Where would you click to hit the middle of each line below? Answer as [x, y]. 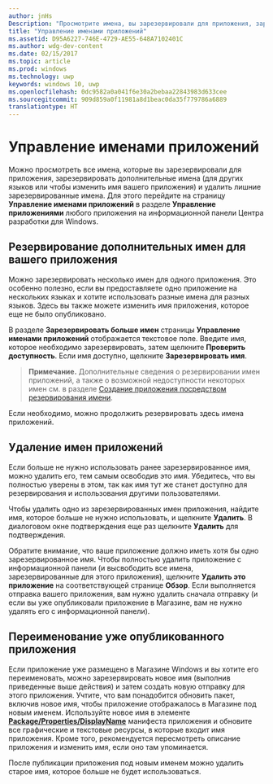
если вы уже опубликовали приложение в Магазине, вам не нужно [125, 602]
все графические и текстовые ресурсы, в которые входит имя [117, 729]
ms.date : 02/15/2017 [43, 54]
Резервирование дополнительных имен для [127, 247]
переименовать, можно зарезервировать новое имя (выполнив [119, 677]
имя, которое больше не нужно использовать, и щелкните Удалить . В [131, 517]
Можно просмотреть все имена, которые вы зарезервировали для [125, 170]
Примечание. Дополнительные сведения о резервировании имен [144, 371]
